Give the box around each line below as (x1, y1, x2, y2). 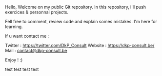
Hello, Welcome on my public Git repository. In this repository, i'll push (5, 4, 146, 10)
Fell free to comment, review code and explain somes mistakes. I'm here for (5, 19, 158, 24)
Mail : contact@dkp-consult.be (5, 48, 67, 53)
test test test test (5, 66, 39, 72)
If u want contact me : (5, 33, 49, 39)
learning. (5, 24, 23, 30)
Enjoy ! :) (5, 57, 23, 62)
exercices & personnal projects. (5, 9, 69, 15)
